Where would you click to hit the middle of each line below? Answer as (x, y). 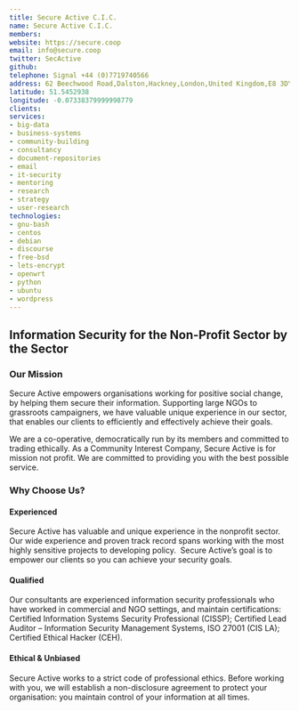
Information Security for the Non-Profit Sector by (148, 335)
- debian (25, 241)
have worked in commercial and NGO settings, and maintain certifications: (145, 610)
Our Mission (36, 374)
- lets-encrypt (37, 266)
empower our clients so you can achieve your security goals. (121, 560)
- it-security (36, 174)
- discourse (31, 249)
